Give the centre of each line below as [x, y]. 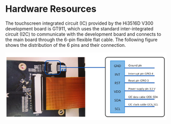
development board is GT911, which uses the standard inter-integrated [79, 28]
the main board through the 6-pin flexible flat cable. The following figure [81, 40]
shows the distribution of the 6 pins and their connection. [66, 45]
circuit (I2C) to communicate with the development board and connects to [83, 34]
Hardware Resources [51, 9]
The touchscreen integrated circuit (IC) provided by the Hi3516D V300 [79, 23]
